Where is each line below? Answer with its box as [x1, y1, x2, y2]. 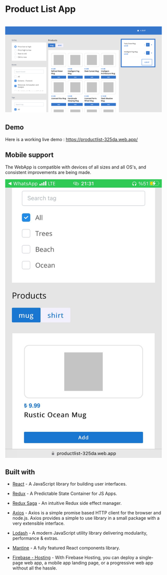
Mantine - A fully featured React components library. [12, 545, 120, 551]
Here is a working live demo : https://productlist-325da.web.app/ [5, 136, 138, 142]
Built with [5, 468, 35, 476]
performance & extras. [12, 535, 59, 541]
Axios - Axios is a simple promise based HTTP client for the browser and [12, 509, 162, 515]
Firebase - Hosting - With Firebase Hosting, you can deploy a [12, 554, 138, 560]
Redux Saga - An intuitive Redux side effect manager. [12, 500, 122, 506]
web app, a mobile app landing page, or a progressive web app [24, 560, 154, 566]
